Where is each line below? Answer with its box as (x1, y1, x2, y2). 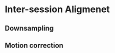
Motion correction (5, 41, 63, 49)
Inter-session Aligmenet (5, 4, 110, 15)
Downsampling (5, 24, 54, 33)
